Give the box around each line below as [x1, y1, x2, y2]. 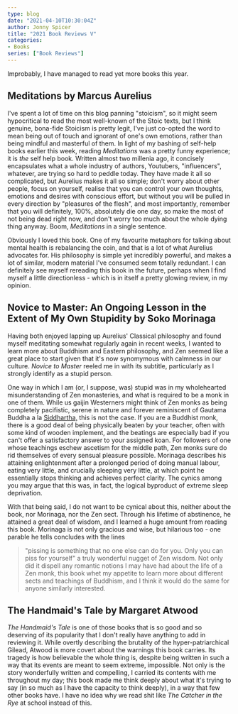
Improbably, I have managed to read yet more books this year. [7, 69, 189, 78]
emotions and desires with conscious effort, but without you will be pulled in [7, 192, 231, 200]
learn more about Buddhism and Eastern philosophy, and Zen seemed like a [7, 346, 229, 355]
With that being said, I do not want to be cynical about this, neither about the [7, 502, 232, 511]
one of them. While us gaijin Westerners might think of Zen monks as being [7, 398, 227, 407]
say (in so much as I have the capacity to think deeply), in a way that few [7, 683, 220, 692]
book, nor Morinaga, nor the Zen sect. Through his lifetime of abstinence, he [7, 510, 231, 518]
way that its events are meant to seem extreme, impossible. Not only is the [7, 661, 225, 669]
